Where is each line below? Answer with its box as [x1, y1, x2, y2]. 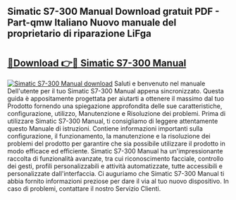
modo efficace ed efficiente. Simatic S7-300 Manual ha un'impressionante [7, 147, 223, 155]
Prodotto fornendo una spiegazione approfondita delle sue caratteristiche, [7, 102, 223, 110]
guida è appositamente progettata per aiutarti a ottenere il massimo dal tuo [7, 95, 224, 102]
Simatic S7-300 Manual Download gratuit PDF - [7, 6, 220, 18]
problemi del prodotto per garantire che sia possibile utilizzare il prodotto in [7, 139, 225, 148]
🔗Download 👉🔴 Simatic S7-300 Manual [7, 57, 187, 69]
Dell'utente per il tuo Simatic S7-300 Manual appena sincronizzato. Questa [7, 87, 224, 95]
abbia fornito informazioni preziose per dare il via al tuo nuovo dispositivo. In [7, 177, 229, 185]
